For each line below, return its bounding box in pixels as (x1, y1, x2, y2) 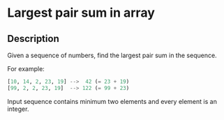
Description (7, 33, 59, 45)
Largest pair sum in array (7, 5, 156, 21)
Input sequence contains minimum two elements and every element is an (7, 97, 218, 105)
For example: (7, 65, 45, 73)
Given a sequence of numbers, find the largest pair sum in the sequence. (7, 51, 218, 59)
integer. (7, 105, 29, 113)
